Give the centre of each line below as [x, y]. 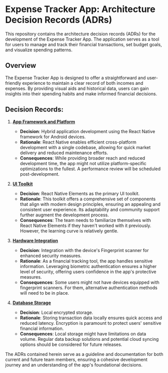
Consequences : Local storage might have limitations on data [83, 334]
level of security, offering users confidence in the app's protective [88, 272]
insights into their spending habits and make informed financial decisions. [81, 93]
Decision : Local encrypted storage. [57, 312]
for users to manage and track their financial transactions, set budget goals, [83, 44]
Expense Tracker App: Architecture [80, 9]
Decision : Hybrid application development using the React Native [88, 131]
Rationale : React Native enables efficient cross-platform [78, 142]
